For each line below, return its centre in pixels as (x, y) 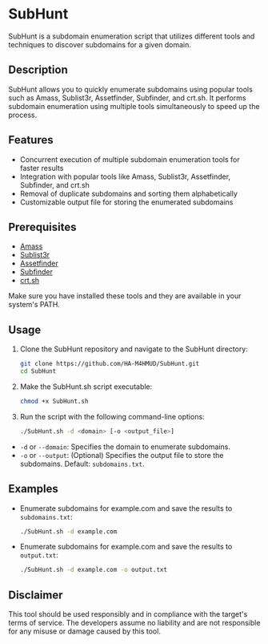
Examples (33, 489)
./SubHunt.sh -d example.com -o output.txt (94, 570)
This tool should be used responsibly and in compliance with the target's (128, 614)
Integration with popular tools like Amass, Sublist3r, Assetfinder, (125, 176)
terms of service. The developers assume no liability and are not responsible (134, 623)
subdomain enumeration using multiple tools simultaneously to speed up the (134, 106)
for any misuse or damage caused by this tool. (85, 631)
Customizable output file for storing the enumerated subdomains (126, 202)
